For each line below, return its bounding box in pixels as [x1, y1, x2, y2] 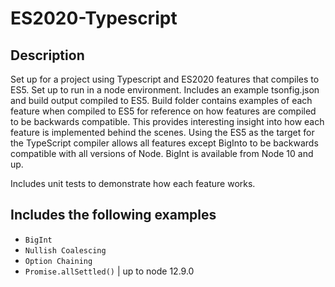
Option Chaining [24, 256, 93, 266]
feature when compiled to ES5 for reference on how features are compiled [10, 105, 317, 117]
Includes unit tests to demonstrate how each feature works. [10, 178, 256, 189]
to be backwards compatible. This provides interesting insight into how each [10, 116, 325, 127]
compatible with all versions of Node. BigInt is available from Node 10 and [10, 148, 314, 159]
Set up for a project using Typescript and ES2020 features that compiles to [10, 73, 320, 85]
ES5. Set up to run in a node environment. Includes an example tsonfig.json [10, 84, 320, 96]
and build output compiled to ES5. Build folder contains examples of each [10, 95, 313, 106]
